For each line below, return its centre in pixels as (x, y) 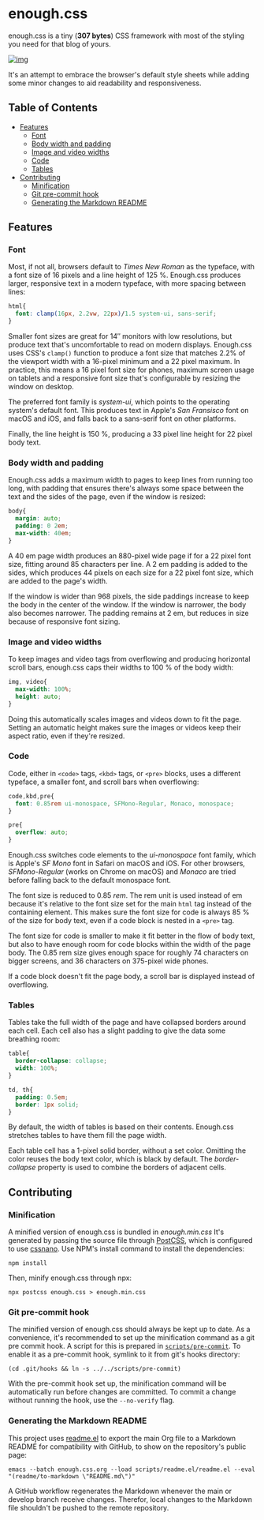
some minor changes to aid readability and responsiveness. (105, 83)
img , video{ (28, 682)
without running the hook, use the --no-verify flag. (91, 1400)
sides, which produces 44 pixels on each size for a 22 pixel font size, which (131, 572)
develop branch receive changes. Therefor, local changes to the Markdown (130, 1499)
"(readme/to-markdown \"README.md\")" (72, 1476)
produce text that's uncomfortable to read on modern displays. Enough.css (130, 345)
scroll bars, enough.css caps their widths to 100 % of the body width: (121, 667)
